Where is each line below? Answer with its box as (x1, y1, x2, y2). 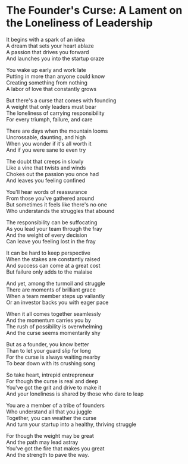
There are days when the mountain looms (6, 127, 108, 134)
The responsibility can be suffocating (6, 218, 98, 226)
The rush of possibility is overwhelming (6, 322, 103, 330)
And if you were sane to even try (6, 146, 86, 153)
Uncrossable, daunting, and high (6, 133, 86, 140)
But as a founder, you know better (6, 340, 89, 348)
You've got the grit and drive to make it (6, 384, 102, 391)
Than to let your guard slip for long (6, 347, 91, 354)
